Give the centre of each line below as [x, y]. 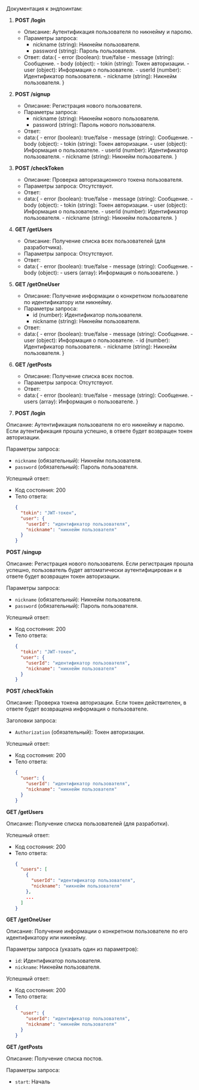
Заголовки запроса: [31, 721]
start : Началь [33, 1082]
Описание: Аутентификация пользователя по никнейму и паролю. [108, 32]
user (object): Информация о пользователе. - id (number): [97, 340]
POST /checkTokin [30, 691]
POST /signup [33, 94]
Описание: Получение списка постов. [55, 1058]
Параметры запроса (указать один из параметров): [72, 949]
